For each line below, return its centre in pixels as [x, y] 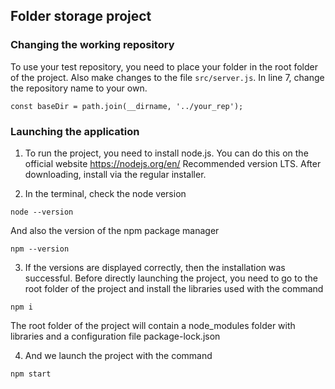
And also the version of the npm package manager [115, 230]
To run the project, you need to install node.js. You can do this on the [166, 153]
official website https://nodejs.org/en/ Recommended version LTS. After [173, 163]
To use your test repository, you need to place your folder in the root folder [164, 66]
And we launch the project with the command [118, 355]
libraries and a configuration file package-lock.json [115, 336]
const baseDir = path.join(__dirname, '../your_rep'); [127, 106]
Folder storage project [81, 16]
